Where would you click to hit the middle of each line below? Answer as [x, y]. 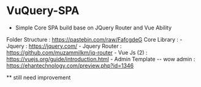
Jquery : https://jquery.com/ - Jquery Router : [64, 46]
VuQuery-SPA [43, 11]
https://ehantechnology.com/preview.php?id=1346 [70, 66]
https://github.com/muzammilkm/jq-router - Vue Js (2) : [77, 52]
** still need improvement [39, 77]
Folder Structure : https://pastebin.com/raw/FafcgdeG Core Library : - [94, 39]
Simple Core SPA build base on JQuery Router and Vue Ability [93, 28]
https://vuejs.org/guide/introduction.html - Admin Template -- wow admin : [101, 59]
